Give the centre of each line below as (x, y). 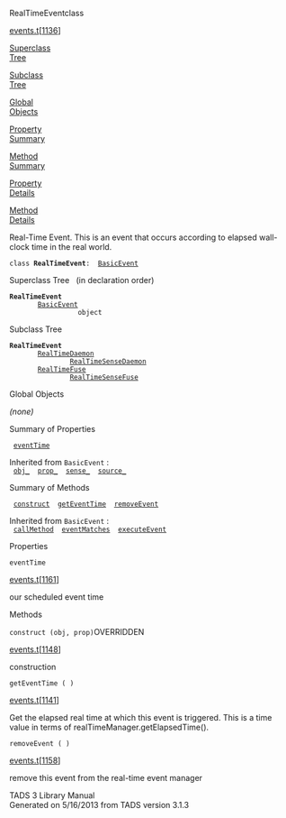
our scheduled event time (57, 597)
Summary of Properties (53, 429)
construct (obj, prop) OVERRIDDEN (77, 632)
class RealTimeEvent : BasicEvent (74, 263)
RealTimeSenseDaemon (108, 362)
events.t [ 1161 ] (35, 579)
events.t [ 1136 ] (35, 30)
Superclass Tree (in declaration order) (82, 280)
